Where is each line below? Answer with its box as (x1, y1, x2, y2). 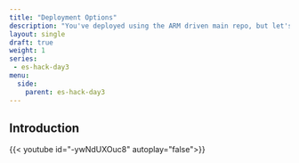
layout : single (9, 29, 66, 38)
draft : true (9, 37, 53, 47)
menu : (9, 71, 29, 80)
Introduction (9, 120, 80, 135)
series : (9, 54, 38, 63)
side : (17, 79, 38, 88)
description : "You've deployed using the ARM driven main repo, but (9, 21, 269, 30)
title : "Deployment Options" (9, 12, 117, 22)
